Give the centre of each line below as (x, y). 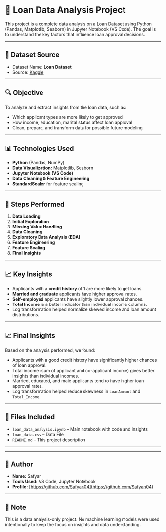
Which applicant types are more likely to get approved (67, 117)
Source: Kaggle (28, 72)
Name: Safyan (27, 476)
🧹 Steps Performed (35, 204)
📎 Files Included (30, 417)
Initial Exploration (31, 222)
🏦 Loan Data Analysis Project (65, 10)
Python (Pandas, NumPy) (38, 163)
